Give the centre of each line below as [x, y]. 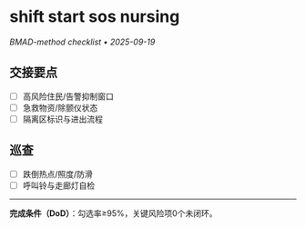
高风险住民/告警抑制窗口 [68, 96]
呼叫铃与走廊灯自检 [59, 185]
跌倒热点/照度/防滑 [57, 173]
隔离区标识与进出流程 [62, 119]
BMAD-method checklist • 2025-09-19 [82, 42]
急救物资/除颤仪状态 [60, 107]
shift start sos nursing [95, 17]
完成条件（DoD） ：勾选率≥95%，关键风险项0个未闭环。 [113, 213]
